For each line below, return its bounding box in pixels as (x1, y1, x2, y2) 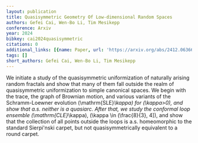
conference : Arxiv (6, 25, 51, 31)
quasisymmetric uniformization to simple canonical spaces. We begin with (6, 87, 186, 94)
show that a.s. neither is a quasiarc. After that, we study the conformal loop (6, 105, 190, 112)
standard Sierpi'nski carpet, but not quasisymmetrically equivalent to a (6, 124, 178, 131)
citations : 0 (6, 42, 38, 48)
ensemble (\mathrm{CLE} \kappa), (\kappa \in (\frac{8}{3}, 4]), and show (6, 111, 183, 118)
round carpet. (6, 130, 39, 137)
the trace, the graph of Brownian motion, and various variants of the (6, 92, 171, 100)
